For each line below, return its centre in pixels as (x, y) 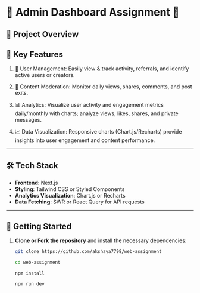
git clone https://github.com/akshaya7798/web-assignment (88, 252)
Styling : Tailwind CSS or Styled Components (70, 189)
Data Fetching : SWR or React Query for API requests (79, 202)
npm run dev (29, 284)
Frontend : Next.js (36, 183)
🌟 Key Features (35, 54)
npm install (29, 273)
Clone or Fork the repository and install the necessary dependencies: (101, 240)
